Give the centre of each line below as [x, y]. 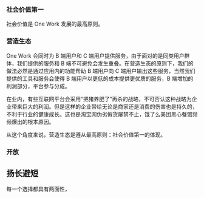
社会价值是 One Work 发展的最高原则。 [55, 24]
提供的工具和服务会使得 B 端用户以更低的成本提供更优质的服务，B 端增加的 [100, 78]
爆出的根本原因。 [33, 121]
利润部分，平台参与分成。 [38, 86]
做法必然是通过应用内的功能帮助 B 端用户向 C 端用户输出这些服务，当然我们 [101, 70]
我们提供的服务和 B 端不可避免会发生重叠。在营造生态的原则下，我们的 [105, 63]
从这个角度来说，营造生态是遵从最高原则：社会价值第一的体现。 [86, 134]
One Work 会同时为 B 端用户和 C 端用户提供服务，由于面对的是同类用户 [95, 55]
